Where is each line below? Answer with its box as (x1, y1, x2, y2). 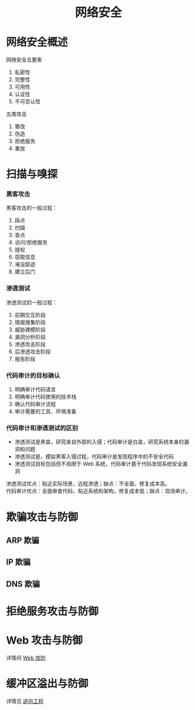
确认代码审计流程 (14, 401, 56, 408)
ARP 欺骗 (6, 535, 40, 545)
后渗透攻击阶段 (14, 348, 51, 355)
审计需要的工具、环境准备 (14, 408, 77, 415)
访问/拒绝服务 (14, 239, 48, 246)
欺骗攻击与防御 (6, 510, 78, 523)
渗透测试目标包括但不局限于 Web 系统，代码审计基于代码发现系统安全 (14, 461, 183, 468)
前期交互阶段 (14, 311, 46, 318)
